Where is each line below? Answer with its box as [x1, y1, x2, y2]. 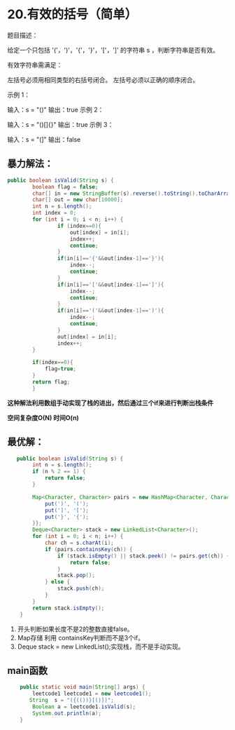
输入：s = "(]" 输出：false [7, 135, 81, 144]
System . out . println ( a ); [32, 710, 101, 717]
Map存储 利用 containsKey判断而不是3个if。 [17, 633, 145, 642]
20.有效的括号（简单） [7, 6, 138, 22]
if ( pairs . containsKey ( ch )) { [44, 546, 133, 553]
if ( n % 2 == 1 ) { [32, 468, 86, 475]
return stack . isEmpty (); [32, 604, 105, 611]
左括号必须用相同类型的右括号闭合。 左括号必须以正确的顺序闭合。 [7, 75, 199, 84]
